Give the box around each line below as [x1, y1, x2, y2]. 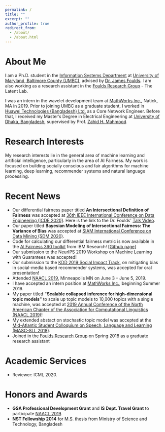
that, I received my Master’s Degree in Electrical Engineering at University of [5, 113, 160, 119]
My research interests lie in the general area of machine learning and [5, 152, 145, 158]
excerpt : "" [5, 16, 30, 21]
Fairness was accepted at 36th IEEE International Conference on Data [12, 212, 155, 218]
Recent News [5, 191, 61, 201]
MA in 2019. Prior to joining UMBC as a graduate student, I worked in [5, 103, 144, 109]
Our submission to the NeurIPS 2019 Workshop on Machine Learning [12, 249, 152, 255]
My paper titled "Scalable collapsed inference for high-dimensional [12, 291, 153, 297]
